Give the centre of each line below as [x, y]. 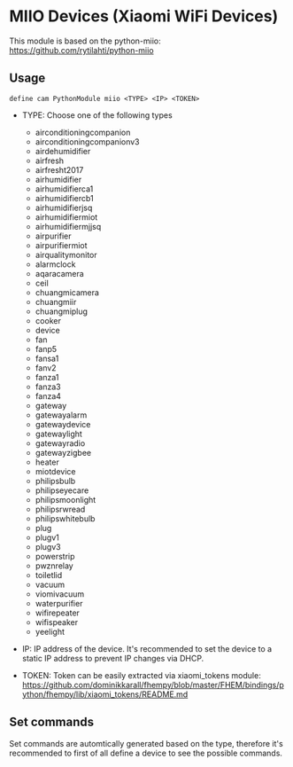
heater [47, 462]
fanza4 [48, 395]
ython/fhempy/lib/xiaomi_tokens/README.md [105, 694]
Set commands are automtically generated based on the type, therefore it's [146, 743]
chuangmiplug [62, 311]
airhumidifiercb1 [65, 198]
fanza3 [48, 387]
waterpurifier [59, 603]
